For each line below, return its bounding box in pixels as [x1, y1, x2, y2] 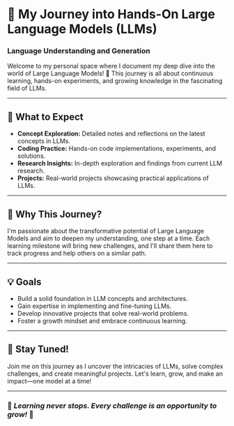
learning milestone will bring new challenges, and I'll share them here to [7, 242, 213, 250]
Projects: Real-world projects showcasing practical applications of [17, 174, 209, 182]
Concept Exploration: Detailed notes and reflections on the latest [17, 129, 205, 138]
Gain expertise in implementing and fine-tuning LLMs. [17, 302, 172, 310]
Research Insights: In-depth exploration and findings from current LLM [17, 159, 223, 168]
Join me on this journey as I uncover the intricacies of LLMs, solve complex [7, 362, 224, 370]
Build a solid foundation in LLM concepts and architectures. [17, 294, 188, 302]
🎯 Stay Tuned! [7, 344, 70, 355]
